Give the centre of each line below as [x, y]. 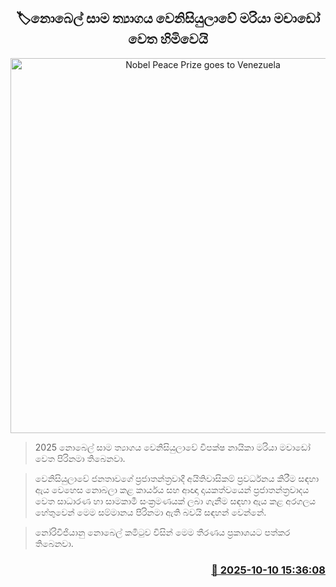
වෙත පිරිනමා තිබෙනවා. [80, 458]
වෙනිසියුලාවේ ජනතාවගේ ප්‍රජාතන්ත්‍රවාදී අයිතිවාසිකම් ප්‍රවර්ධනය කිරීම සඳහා [177, 478]
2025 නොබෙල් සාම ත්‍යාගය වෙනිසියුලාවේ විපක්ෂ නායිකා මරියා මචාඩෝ [172, 447]
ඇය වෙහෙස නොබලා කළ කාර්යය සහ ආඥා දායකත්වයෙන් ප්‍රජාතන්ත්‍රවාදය [172, 489]
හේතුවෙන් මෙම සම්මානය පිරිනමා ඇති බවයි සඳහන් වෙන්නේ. [150, 512]
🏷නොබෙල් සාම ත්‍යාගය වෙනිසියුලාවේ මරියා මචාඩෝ [168, 18]
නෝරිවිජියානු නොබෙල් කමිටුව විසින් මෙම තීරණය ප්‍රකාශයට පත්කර [162, 532]
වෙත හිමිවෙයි [168, 39]
